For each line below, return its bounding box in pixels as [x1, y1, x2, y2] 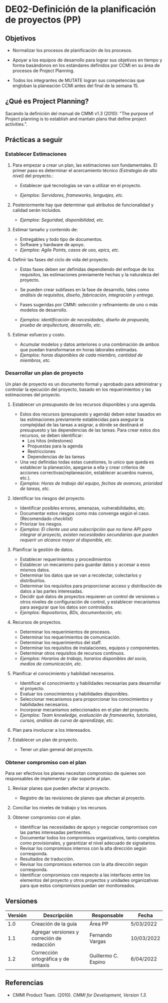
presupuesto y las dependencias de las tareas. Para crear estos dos [19, 427, 160, 433]
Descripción [43, 912, 73, 919]
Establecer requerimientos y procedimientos [19, 556, 111, 562]
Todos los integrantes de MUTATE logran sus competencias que [12, 78, 145, 83]
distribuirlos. [19, 577, 46, 584]
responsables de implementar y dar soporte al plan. [5, 776, 111, 782]
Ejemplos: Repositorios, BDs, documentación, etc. [19, 609, 123, 615]
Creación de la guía [31, 920, 77, 927]
